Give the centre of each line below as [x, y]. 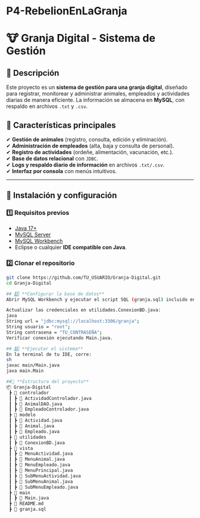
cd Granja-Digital [29, 283]
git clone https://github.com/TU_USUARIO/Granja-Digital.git [84, 277]
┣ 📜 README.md [26, 504]
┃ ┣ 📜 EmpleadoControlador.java [49, 409]
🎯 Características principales [61, 125]
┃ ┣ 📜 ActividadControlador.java [50, 398]
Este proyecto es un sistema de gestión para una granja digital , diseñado [97, 87]
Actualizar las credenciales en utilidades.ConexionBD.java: [84, 310]
